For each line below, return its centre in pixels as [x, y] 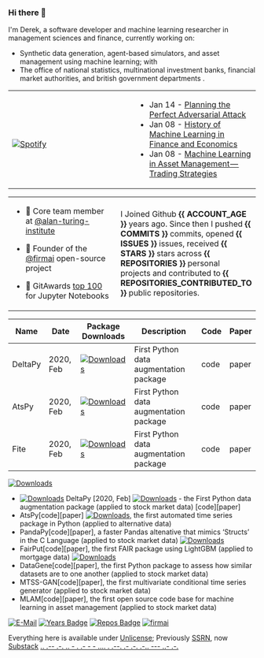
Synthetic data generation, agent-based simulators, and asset [119, 54]
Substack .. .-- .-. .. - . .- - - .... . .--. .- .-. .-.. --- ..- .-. [93, 646]
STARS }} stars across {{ [165, 254]
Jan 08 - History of [185, 125]
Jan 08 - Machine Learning [200, 154]
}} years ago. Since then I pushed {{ [186, 224]
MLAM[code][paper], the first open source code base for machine [126, 599]
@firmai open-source [66, 258]
